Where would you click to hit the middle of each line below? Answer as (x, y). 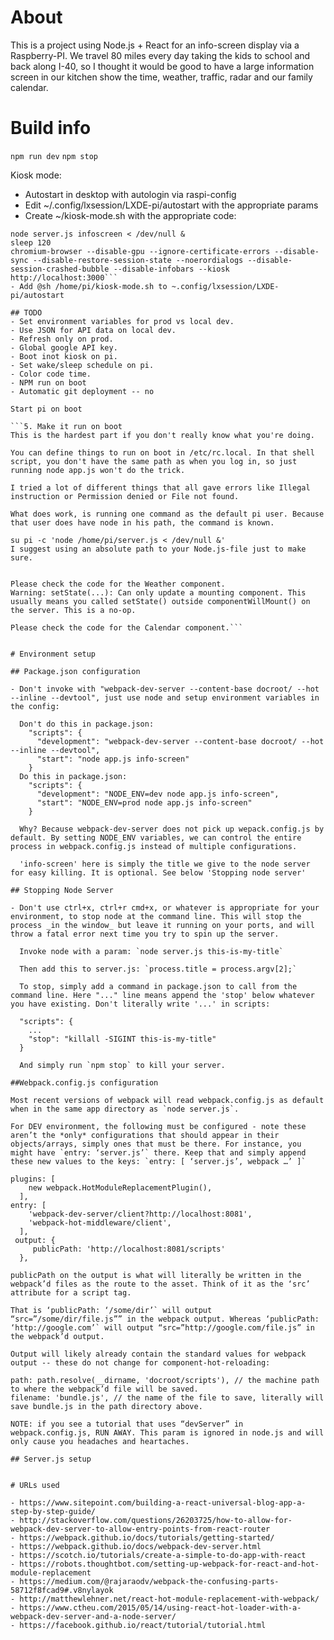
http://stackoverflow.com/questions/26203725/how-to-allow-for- (156, 1520)
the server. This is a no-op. (73, 610)
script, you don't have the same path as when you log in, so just (154, 461)
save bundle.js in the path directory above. (106, 1406)
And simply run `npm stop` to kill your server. (122, 1065)
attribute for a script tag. (71, 1292)
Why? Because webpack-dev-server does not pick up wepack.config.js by (172, 829)
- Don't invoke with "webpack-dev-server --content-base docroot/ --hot (165, 689)
